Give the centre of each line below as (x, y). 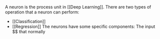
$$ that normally (28, 32)
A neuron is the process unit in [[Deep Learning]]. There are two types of (78, 7)
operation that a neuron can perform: (42, 12)
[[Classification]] (29, 21)
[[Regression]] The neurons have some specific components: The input (84, 26)
